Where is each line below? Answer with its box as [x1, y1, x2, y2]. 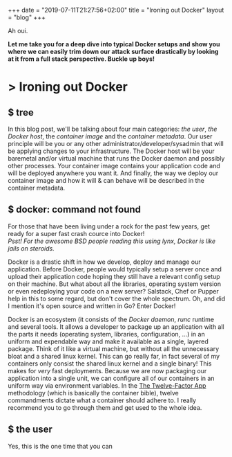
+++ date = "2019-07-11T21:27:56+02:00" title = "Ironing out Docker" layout [8, 6, 224, 14]
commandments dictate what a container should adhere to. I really [8, 396, 196, 404]
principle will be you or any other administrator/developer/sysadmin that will [8, 140, 224, 147]
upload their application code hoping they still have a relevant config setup [8, 272, 220, 280]
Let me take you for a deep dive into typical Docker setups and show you [8, 40, 220, 48]
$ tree [8, 107, 34, 118]
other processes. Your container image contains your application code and [8, 162, 220, 170]
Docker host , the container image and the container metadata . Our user [8, 132, 213, 141]
